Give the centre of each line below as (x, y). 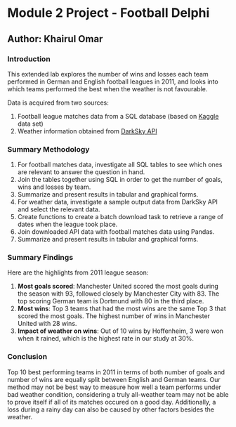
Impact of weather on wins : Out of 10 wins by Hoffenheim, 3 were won (120, 331)
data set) (30, 124)
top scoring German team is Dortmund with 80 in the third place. (111, 301)
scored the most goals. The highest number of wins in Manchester (114, 316)
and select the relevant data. (59, 209)
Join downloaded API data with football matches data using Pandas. (116, 232)
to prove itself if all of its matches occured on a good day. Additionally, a (112, 402)
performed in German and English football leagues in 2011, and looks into (113, 81)
